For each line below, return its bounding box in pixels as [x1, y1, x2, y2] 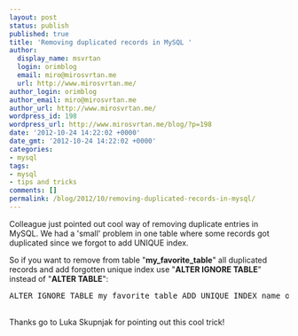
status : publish [9, 21, 69, 30]
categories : [9, 145, 53, 153]
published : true [9, 29, 69, 38]
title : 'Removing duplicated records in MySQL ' [9, 37, 192, 47]
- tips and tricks [9, 178, 77, 187]
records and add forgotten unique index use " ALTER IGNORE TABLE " [9, 263, 262, 275]
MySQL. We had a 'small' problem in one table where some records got [9, 228, 270, 238]
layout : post [9, 12, 58, 22]
